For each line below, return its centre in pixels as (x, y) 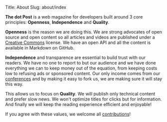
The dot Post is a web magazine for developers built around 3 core (74, 17)
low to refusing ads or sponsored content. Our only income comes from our (83, 73)
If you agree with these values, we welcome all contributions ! (68, 114)
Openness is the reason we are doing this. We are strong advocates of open (83, 32)
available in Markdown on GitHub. (40, 48)
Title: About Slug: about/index (36, 7)
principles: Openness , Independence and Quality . (57, 22)
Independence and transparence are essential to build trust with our (76, 57)
